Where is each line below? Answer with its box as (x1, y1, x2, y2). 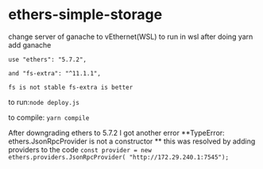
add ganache (8, 40, 52, 49)
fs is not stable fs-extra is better (8, 83, 133, 91)
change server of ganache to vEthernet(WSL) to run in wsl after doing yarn (8, 32, 253, 41)
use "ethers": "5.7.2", (8, 56, 87, 63)
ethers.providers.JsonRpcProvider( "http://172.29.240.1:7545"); (8, 153, 229, 161)
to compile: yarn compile (8, 113, 90, 122)
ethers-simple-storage (8, 6, 163, 24)
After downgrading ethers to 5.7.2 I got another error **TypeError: (8, 128, 225, 137)
